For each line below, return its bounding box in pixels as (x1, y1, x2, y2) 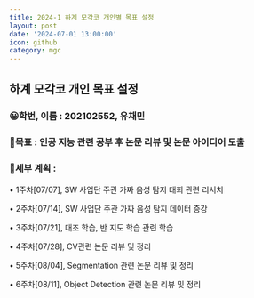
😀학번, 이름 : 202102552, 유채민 (9, 110, 145, 123)
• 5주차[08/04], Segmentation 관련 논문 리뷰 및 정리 (9, 260, 194, 270)
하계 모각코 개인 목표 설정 (9, 81, 139, 96)
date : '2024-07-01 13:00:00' (9, 29, 117, 38)
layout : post (9, 21, 58, 30)
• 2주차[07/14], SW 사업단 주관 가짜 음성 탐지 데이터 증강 (9, 203, 208, 213)
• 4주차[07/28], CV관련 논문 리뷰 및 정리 (9, 241, 152, 252)
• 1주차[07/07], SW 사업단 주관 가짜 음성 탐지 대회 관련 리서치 (9, 184, 224, 195)
